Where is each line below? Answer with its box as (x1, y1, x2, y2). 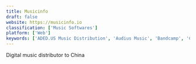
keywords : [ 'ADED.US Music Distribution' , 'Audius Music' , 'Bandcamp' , (6, 35, 184, 41)
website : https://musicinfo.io (6, 19, 82, 25)
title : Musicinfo (6, 8, 48, 15)
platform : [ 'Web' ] (6, 30, 51, 36)
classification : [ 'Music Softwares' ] (6, 24, 98, 31)
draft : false (6, 14, 38, 20)
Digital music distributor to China (6, 52, 85, 58)
